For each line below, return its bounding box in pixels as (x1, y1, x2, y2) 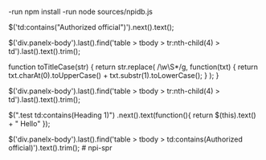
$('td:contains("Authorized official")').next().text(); (8, 23, 174, 31)
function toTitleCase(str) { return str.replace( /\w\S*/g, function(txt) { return (8, 62, 259, 72)
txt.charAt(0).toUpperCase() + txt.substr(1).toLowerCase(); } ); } (8, 71, 219, 80)
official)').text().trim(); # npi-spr (8, 143, 113, 152)
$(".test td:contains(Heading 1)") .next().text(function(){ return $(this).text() (8, 110, 256, 120)
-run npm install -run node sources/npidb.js (8, 7, 153, 16)
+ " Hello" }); (8, 119, 51, 128)
